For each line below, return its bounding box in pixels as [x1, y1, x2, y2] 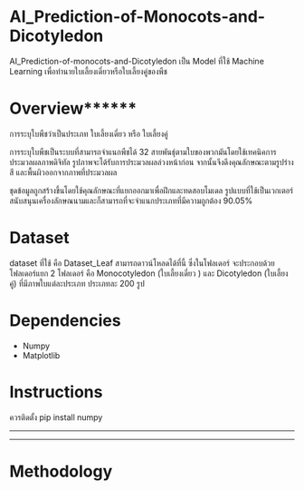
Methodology [9, 461, 113, 482]
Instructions [9, 381, 103, 402]
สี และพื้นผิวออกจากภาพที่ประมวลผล [9, 166, 118, 178]
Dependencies [9, 310, 121, 330]
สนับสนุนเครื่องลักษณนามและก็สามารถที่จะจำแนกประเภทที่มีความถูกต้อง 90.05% [9, 195, 253, 206]
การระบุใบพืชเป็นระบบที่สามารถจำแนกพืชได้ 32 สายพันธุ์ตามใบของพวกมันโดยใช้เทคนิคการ [9, 146, 277, 157]
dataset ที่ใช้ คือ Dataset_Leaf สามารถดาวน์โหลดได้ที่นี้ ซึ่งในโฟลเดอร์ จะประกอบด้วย [9, 257, 275, 269]
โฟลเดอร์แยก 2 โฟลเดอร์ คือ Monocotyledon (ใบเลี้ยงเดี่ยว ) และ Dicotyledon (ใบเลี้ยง [9, 268, 289, 279]
